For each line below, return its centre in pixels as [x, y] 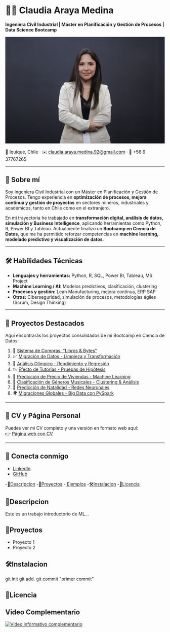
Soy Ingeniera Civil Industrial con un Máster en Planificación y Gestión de [82, 192]
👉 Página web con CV [29, 434]
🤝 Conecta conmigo [37, 456]
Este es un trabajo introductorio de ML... [47, 514]
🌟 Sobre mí [23, 180]
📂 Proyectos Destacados [45, 323]
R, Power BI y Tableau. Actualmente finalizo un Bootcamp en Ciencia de [80, 229]
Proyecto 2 [24, 548]
